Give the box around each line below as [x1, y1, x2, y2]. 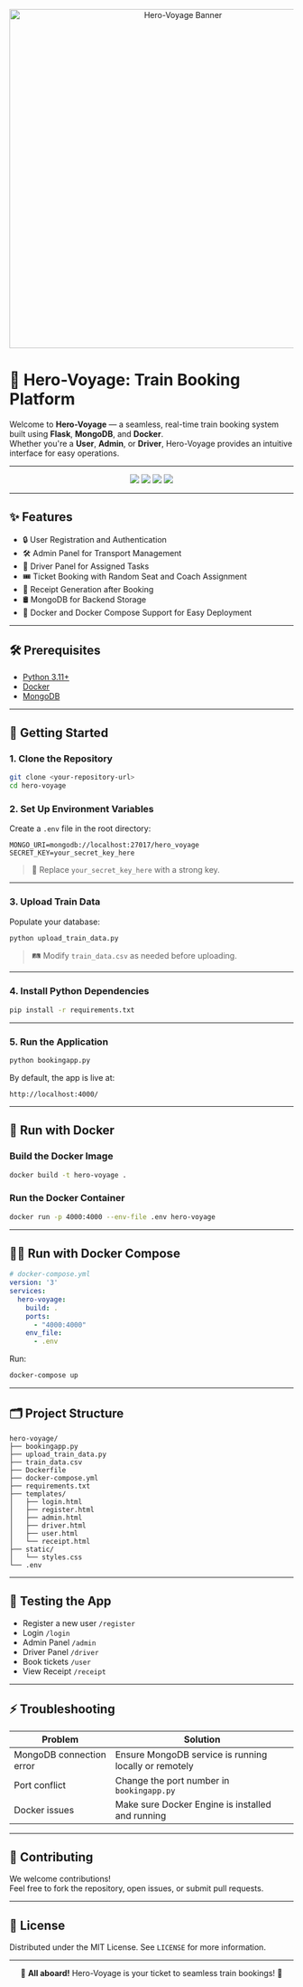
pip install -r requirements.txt [9, 1005, 135, 1015]
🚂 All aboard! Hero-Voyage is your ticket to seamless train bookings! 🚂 [20, 1968, 283, 1979]
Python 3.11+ [22, 671, 70, 682]
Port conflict [14, 1778, 66, 1791]
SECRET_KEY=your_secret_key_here [9, 848, 135, 858]
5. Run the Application [9, 1036, 109, 1048]
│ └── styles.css [9, 1552, 83, 1562]
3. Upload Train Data [9, 895, 101, 908]
